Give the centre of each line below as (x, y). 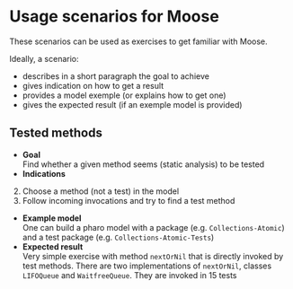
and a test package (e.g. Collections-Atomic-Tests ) (118, 237)
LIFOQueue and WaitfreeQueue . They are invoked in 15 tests (129, 275)
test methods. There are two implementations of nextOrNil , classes (147, 266)
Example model (52, 218)
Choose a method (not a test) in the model (101, 191)
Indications (44, 173)
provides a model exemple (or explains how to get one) (124, 95)
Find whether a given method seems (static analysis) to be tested (143, 164)
